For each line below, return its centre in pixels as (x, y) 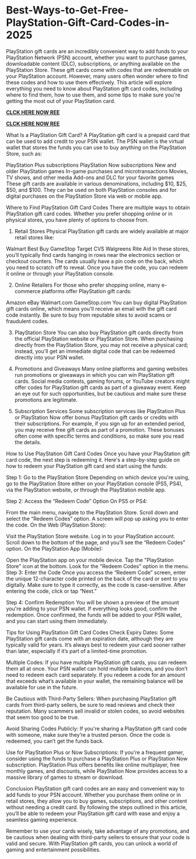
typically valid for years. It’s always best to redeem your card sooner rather (96, 645)
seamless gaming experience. (42, 819)
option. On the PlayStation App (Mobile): (55, 548)
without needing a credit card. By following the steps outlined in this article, (97, 807)
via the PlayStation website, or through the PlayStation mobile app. (86, 490)
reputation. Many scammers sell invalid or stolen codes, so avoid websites (95, 711)
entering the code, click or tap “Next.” (52, 591)
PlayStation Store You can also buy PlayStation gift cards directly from (99, 332)
